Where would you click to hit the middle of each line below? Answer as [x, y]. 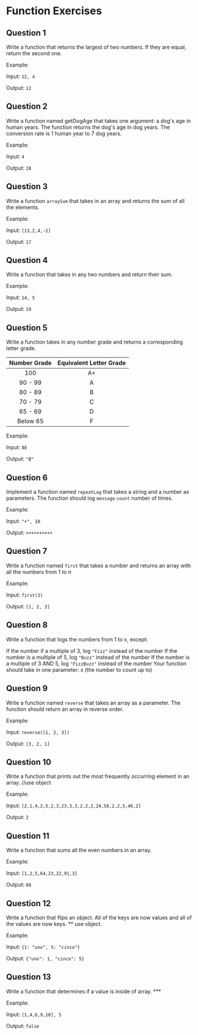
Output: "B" [20, 459]
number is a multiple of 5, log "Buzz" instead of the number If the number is [98, 657]
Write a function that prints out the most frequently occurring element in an [98, 776]
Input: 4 [15, 156]
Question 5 [27, 328]
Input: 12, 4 [21, 76]
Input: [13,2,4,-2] [29, 230]
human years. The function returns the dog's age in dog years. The [88, 127]
